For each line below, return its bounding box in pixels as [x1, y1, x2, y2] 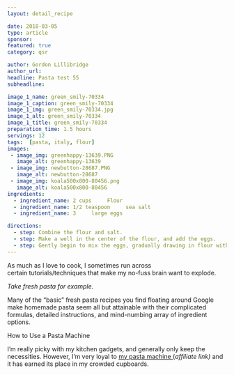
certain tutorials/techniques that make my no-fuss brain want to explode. [7, 268, 217, 277]
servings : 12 [7, 132, 45, 139]
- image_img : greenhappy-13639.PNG [10, 151, 114, 159]
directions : [7, 222, 42, 230]
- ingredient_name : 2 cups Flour [13, 197, 123, 204]
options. [7, 318, 31, 326]
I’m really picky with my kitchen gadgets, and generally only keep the [7, 344, 205, 353]
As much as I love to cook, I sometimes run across [7, 261, 152, 269]
